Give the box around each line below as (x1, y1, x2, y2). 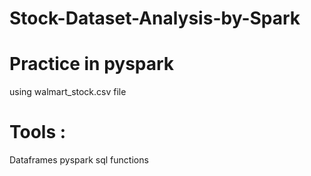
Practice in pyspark (9, 53, 175, 76)
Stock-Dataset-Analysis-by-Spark (9, 7, 301, 30)
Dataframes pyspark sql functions (9, 154, 149, 166)
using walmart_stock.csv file (9, 86, 127, 98)
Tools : (9, 121, 67, 144)
